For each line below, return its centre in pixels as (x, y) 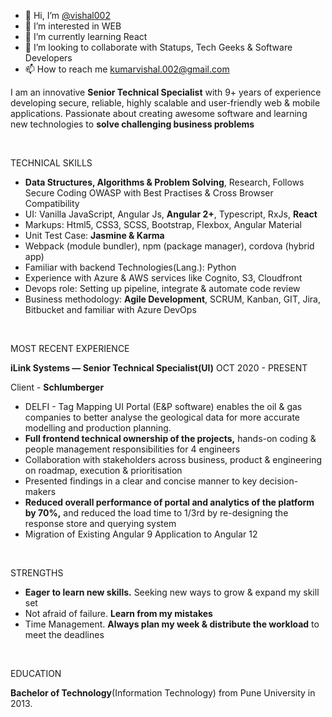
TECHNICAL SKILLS (51, 163)
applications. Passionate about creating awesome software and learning (159, 113)
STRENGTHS (37, 573)
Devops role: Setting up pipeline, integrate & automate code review (162, 288)
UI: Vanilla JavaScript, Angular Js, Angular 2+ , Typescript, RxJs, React (171, 214)
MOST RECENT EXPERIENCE (70, 348)
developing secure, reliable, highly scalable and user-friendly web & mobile (165, 103)
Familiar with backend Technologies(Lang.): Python (130, 267)
